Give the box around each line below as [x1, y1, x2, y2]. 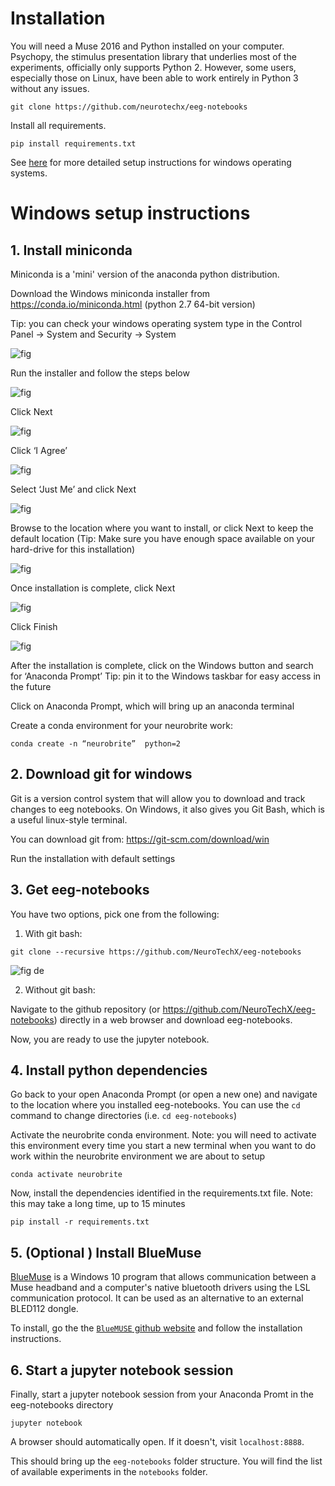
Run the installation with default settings [10, 852, 176, 864]
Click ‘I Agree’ [10, 444, 68, 456]
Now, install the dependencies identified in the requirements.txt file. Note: [10, 1187, 314, 1199]
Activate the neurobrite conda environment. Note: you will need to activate [10, 1129, 317, 1141]
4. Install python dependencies [10, 1062, 208, 1079]
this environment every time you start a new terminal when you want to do [10, 1140, 317, 1152]
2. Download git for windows [10, 766, 193, 783]
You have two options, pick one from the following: [10, 908, 220, 920]
